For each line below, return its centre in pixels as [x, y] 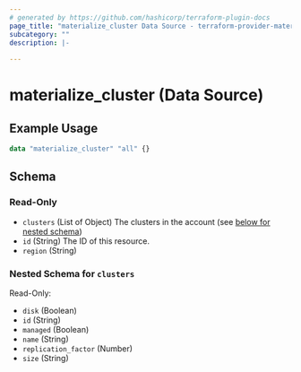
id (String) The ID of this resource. [86, 241]
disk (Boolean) [50, 310]
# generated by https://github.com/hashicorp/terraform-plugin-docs [140, 17]
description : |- [39, 43]
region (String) [50, 250]
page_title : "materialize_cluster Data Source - [102, 26]
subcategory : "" [39, 34]
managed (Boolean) [56, 329]
